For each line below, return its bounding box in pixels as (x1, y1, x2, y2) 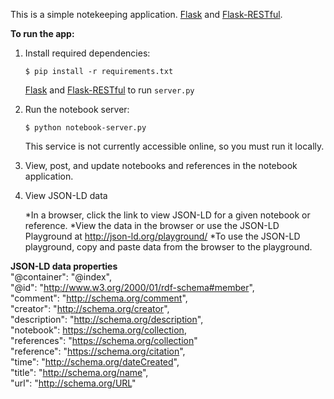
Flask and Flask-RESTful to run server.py (24, 84, 195, 96)
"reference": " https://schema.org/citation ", (10, 345, 186, 357)
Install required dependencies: (24, 47, 151, 59)
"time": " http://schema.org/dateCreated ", (10, 356, 180, 368)
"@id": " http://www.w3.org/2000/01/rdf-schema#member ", (10, 282, 255, 293)
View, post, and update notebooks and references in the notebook (24, 160, 298, 171)
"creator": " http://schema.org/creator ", (10, 303, 170, 314)
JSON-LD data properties (10, 260, 118, 272)
